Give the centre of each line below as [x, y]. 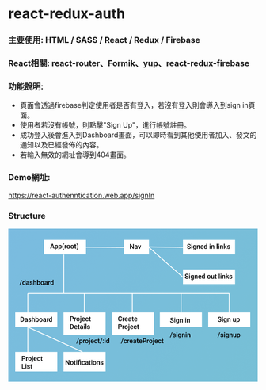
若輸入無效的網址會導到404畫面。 [75, 155]
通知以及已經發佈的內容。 [61, 145]
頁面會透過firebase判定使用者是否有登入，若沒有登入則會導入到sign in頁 [137, 105]
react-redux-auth [66, 14]
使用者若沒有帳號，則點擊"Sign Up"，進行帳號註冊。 [105, 125]
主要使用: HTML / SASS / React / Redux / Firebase [104, 40]
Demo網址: [29, 178]
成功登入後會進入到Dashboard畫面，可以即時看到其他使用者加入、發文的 [138, 135]
